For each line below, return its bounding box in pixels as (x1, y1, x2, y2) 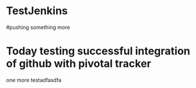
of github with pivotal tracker (6, 57, 152, 70)
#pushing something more (6, 24, 70, 31)
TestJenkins (6, 4, 68, 18)
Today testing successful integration (6, 44, 191, 58)
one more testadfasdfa (6, 76, 62, 83)
